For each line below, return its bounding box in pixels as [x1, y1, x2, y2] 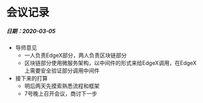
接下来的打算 [15, 75, 48, 82]
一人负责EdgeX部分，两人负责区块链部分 [24, 51, 127, 59]
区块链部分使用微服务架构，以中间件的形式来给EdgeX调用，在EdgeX [24, 59, 197, 67]
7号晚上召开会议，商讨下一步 [24, 90, 98, 97]
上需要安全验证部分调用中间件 [24, 67, 100, 74]
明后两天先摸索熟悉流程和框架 [24, 82, 100, 90]
